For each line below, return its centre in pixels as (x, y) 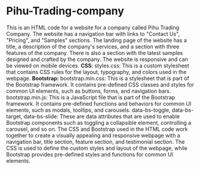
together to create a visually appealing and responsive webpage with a (93, 135)
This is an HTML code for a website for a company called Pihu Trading (93, 27)
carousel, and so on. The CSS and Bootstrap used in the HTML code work (97, 129)
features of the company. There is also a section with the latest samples (95, 53)
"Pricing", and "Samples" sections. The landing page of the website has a (96, 40)
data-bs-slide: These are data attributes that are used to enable (102, 116)
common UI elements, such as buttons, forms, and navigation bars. (89, 91)
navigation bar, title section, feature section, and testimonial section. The (96, 142)
